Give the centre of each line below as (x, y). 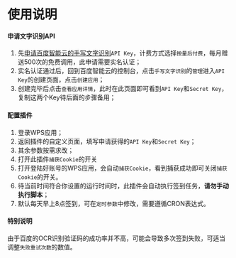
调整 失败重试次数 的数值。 (42, 247)
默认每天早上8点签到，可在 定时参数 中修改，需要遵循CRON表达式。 (114, 203)
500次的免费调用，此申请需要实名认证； (83, 62)
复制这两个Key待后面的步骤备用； (67, 97)
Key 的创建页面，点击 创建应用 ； (61, 80)
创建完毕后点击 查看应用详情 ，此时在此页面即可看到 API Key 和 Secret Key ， (123, 89)
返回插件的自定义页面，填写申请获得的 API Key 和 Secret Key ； (107, 141)
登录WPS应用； (40, 132)
